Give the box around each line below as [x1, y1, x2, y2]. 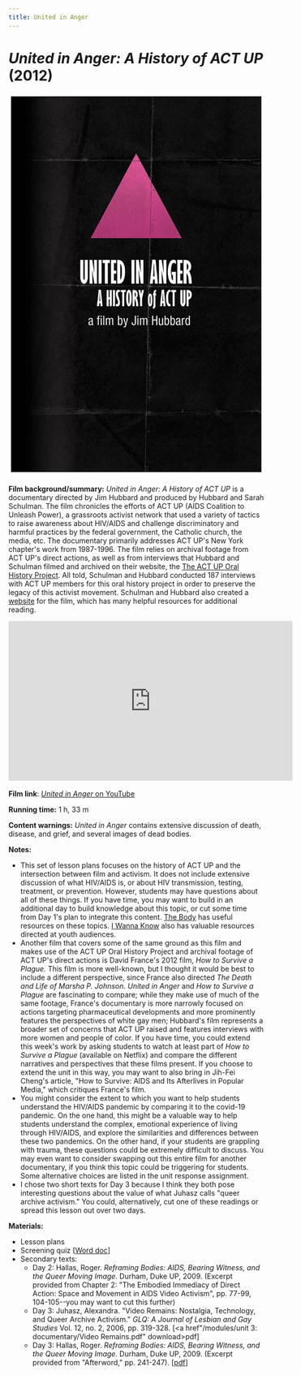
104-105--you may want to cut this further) [32, 1297, 176, 1307]
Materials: [8, 1221, 44, 1231]
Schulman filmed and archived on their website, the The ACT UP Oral [8, 561, 239, 571]
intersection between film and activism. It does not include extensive [19, 869, 250, 878]
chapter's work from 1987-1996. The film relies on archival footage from [8, 544, 249, 554]
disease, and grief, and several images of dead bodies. [8, 829, 192, 838]
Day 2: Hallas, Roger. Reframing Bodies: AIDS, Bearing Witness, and [32, 1262, 260, 1272]
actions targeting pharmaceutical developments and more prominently [19, 1006, 256, 1016]
